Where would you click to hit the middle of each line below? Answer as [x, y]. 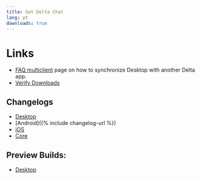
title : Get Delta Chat [35, 12]
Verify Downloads [37, 83]
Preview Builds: [36, 155]
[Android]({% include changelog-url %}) [66, 123]
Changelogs [30, 102]
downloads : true [27, 23]
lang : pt [17, 18]
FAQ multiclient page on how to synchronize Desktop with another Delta [105, 70]
